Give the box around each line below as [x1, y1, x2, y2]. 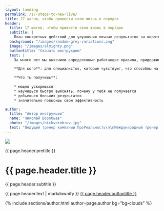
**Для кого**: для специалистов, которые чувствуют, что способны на [14, 66, 159, 71]
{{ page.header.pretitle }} [5, 148, 56, 154]
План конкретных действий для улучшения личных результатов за [14, 35, 145, 40]
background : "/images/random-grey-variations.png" [9, 39, 115, 44]
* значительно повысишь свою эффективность [14, 98, 104, 103]
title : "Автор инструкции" [9, 111, 64, 116]
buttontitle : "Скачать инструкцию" [9, 48, 82, 53]
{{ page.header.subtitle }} [5, 181, 57, 187]
